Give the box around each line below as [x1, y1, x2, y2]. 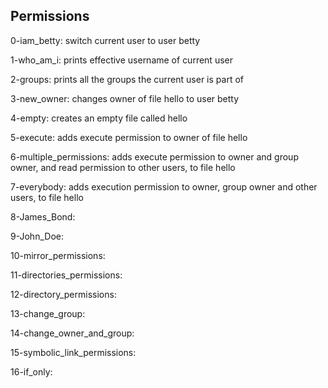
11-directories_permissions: [10, 269, 123, 281]
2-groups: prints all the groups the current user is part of [10, 73, 244, 85]
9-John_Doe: [10, 230, 64, 242]
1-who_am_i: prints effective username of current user [10, 54, 233, 66]
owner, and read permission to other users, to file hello [10, 161, 236, 173]
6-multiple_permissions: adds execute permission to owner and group [10, 150, 299, 163]
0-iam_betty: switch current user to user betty [10, 34, 201, 46]
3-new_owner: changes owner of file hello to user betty [10, 92, 240, 104]
